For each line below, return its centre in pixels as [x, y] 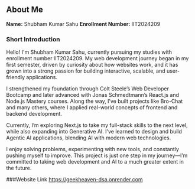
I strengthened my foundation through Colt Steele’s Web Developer [88, 89]
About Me [25, 10]
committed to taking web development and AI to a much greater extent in [95, 162]
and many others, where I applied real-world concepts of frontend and [92, 107]
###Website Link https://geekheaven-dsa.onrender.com [74, 180]
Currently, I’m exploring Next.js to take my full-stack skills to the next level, [97, 125]
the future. [19, 168]
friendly [16, 77]
